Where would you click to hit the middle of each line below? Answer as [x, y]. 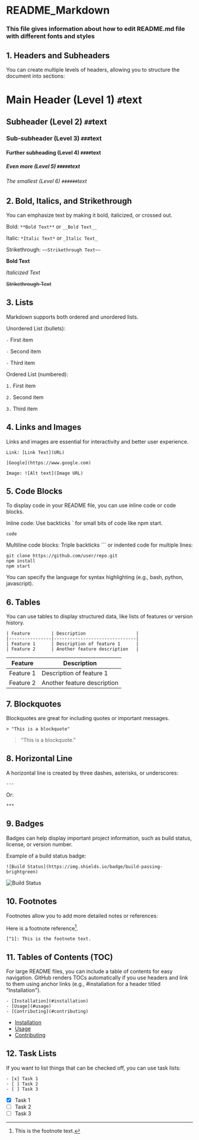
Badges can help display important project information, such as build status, [99, 838]
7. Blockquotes [34, 704]
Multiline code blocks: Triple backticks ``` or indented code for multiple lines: [99, 545]
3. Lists [20, 303]
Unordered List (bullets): [36, 328]
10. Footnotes [32, 902]
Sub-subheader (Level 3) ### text [54, 139]
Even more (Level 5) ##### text [43, 166]
